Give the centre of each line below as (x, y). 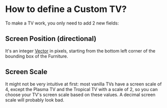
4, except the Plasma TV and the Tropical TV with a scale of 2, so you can (81, 89)
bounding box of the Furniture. (37, 56)
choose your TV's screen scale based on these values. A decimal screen (80, 94)
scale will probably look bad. (35, 100)
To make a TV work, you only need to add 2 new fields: (62, 23)
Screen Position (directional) (51, 39)
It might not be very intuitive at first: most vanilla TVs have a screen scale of (83, 84)
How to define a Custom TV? (66, 9)
